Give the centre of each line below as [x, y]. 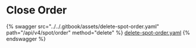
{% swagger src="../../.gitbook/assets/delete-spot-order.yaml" [83, 26]
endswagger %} [26, 39]
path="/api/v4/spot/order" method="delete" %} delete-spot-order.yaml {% [98, 32]
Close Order [37, 10]
